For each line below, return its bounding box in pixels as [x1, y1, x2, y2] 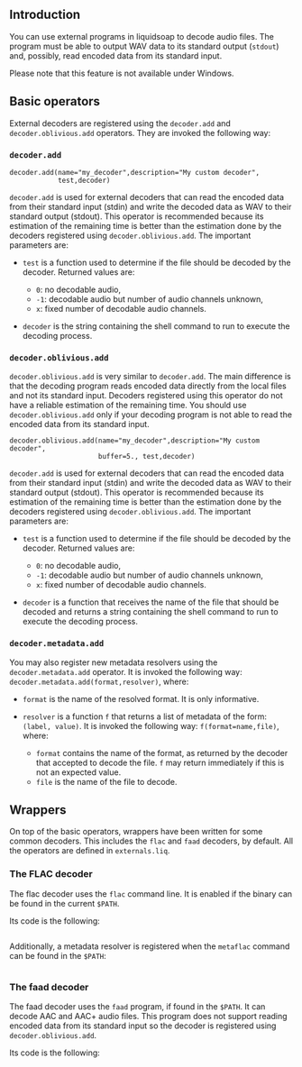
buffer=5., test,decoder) [97, 452, 196, 461]
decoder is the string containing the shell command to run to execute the [22, 320, 290, 332]
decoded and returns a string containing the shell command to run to [22, 606, 279, 617]
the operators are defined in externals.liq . [9, 845, 170, 856]
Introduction [9, 7, 81, 23]
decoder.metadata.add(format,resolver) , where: [9, 676, 189, 687]
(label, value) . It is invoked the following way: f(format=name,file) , [22, 720, 279, 731]
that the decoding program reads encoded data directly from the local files [9, 380, 287, 391]
